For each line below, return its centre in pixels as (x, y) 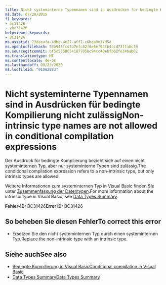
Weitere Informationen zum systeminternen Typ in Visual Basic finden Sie (80, 186)
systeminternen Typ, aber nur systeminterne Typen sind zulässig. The (76, 166)
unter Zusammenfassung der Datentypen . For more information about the (79, 191)
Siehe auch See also (36, 255)
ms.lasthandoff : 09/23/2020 (34, 65)
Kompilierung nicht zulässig (64, 115)
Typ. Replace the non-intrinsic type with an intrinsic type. (70, 239)
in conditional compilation (60, 136)
